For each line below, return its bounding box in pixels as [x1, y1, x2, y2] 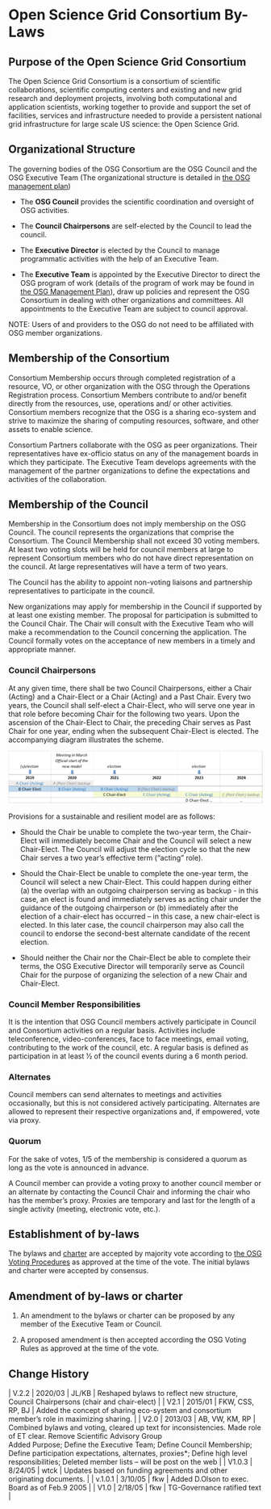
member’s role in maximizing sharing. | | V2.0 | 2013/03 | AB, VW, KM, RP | [8, 1415, 256, 1424]
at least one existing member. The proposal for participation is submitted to [8, 610, 258, 620]
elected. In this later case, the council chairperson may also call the [19, 920, 244, 929]
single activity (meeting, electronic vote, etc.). [8, 1204, 161, 1213]
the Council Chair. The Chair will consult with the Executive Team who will [8, 619, 254, 629]
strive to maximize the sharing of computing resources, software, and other [8, 416, 260, 425]
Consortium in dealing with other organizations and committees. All [19, 295, 244, 304]
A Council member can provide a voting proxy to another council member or [8, 1178, 262, 1188]
